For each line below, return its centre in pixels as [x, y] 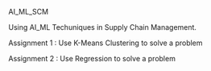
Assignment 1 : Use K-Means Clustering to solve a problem [105, 43]
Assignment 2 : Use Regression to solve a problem [92, 58]
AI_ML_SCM [29, 12]
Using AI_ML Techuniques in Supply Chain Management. [103, 27]
